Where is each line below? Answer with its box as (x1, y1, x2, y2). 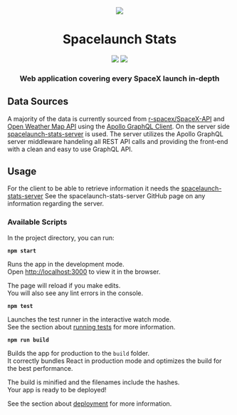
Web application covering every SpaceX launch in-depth (19, 73, 220, 83)
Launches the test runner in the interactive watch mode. (7, 314, 172, 324)
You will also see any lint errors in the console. (7, 289, 144, 297)
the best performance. (7, 364, 73, 372)
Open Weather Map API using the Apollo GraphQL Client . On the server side (7, 122, 230, 130)
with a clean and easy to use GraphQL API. (7, 145, 133, 153)
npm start (7, 247, 37, 255)
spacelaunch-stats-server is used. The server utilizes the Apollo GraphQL (7, 129, 224, 138)
